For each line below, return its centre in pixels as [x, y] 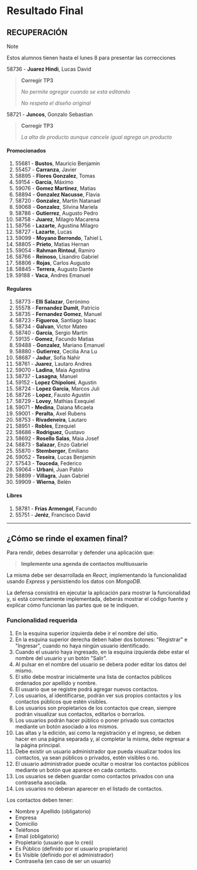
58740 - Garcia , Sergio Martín [51, 333]
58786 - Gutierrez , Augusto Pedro [56, 213]
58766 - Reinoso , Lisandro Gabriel [57, 257]
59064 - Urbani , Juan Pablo [49, 470]
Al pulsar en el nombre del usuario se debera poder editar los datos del [101, 664]
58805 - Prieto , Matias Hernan [52, 245]
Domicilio [26, 824]
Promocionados [26, 150]
